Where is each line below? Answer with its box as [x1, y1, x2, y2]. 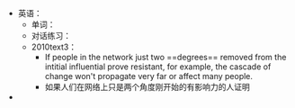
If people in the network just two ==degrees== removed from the [44, 52, 287, 62]
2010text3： [31, 41, 77, 52]
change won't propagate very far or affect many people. [44, 71, 254, 81]
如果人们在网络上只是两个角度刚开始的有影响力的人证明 [44, 82, 250, 92]
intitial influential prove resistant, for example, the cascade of [44, 61, 272, 72]
